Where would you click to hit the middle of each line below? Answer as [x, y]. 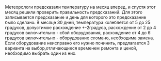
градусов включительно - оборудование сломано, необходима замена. [80, 38]
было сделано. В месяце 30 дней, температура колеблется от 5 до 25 [78, 22]
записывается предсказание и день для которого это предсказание [76, 17]
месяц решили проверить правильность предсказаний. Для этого [74, 12]
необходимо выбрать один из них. [41, 53]
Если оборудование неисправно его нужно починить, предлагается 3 [77, 43]
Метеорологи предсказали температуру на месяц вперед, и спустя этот [80, 7]
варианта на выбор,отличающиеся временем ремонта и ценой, [71, 48]
